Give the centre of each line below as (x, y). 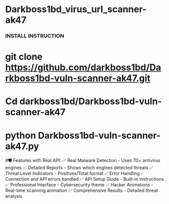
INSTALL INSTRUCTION (35, 36)
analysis (14, 196)
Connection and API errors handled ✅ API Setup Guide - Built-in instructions (85, 179)
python (21, 135)
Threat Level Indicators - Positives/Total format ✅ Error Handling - (74, 174)
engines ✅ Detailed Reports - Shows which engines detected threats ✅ (79, 168)
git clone (24, 57)
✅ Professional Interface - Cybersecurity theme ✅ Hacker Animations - (79, 185)
